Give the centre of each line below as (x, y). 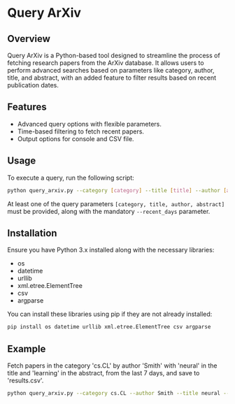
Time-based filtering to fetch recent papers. (81, 131)
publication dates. (33, 85)
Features (27, 107)
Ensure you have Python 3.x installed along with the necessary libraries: (111, 250)
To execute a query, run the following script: (71, 178)
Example (27, 348)
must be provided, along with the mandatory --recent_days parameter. (109, 211)
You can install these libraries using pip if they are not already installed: (110, 314)
